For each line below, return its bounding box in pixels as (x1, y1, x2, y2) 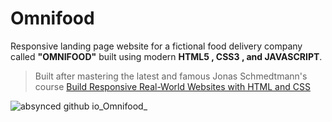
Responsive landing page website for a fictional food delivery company (10, 40, 303, 52)
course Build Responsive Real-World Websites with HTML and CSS (34, 80, 311, 92)
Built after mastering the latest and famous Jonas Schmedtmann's (34, 70, 308, 82)
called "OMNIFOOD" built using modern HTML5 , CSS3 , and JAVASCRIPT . (10, 50, 323, 62)
